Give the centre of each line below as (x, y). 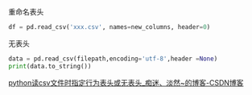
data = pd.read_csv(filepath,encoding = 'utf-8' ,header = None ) (113, 59)
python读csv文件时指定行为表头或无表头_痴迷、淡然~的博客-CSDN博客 (126, 82)
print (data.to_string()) (50, 66)
